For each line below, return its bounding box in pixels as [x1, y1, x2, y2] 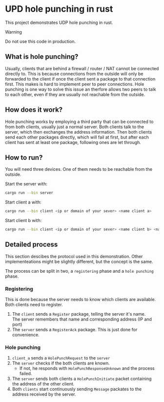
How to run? [5, 153, 43, 161]
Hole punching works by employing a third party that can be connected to [5, 119, 154, 124]
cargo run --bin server [5, 190, 54, 196]
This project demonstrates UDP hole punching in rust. [5, 20, 113, 25]
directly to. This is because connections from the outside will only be [5, 71, 143, 77]
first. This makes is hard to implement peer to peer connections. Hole [5, 81, 144, 87]
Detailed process [5, 241, 58, 249]
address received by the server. [12, 391, 77, 397]
